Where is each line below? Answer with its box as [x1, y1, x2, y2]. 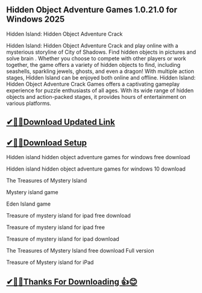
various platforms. [6, 99, 51, 107]
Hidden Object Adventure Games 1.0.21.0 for [6, 5, 178, 15]
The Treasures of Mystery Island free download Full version [6, 247, 155, 254]
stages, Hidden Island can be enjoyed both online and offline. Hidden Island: [6, 74, 196, 81]
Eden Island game [6, 200, 51, 207]
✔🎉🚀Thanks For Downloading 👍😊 [6, 277, 137, 287]
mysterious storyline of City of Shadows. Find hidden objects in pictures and [6, 48, 197, 55]
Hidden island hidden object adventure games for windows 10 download [6, 165, 186, 172]
